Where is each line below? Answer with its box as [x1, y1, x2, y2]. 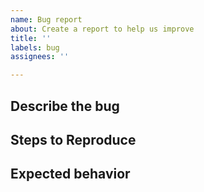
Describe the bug [10, 97, 120, 115]
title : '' [10, 33, 52, 43]
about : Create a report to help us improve [10, 24, 195, 34]
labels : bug [10, 42, 60, 53]
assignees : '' [10, 52, 70, 62]
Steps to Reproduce [10, 131, 137, 148]
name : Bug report [10, 14, 83, 25]
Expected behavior [10, 166, 131, 183]
